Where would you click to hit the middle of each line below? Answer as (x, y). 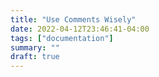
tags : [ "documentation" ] (62, 38)
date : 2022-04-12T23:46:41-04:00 (80, 29)
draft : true (35, 57)
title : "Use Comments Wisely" (73, 19)
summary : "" (35, 47)
